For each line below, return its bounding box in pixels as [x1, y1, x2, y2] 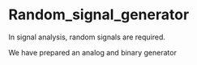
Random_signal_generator [8, 6, 190, 24]
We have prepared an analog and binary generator [8, 47, 177, 57]
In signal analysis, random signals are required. [8, 32, 166, 42]
